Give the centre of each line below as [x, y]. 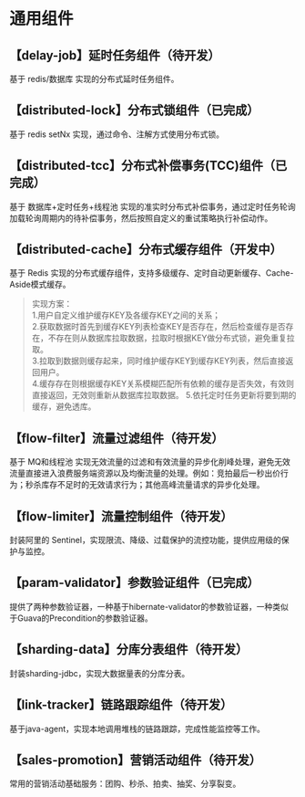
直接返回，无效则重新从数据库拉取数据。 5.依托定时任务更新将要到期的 [164, 395]
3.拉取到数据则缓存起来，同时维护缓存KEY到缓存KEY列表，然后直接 [158, 361]
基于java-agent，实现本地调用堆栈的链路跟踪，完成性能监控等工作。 [137, 729]
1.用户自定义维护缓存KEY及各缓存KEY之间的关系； [126, 315]
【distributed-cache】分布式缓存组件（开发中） [146, 250]
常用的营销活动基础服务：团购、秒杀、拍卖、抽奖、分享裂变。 [125, 784]
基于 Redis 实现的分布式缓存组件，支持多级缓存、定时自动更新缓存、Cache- [152, 273]
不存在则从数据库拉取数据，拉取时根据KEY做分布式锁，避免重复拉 [172, 338]
